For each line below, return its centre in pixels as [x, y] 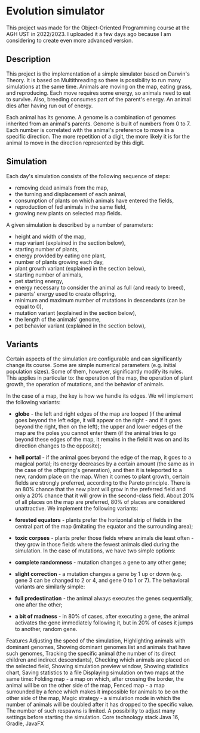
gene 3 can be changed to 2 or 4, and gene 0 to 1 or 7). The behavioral [102, 581]
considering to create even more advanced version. [70, 40]
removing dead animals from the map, [61, 188]
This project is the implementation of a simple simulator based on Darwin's [98, 74]
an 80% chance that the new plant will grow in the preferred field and [100, 489]
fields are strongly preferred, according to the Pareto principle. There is [103, 483]
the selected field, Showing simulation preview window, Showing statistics [97, 666]
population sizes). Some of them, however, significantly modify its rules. [95, 372]
